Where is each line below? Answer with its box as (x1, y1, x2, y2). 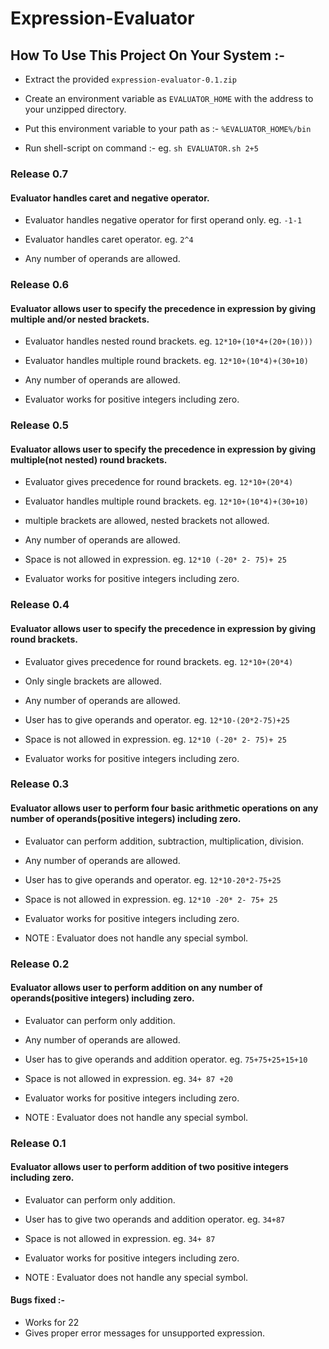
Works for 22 (24, 1317, 80, 1329)
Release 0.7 (10, 167, 69, 181)
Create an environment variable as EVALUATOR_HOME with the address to (24, 93, 314, 104)
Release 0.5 (10, 418, 69, 432)
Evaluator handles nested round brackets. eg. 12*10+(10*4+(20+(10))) (24, 335, 313, 347)
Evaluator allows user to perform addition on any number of (10, 982, 263, 994)
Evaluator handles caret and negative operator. (10, 192, 210, 204)
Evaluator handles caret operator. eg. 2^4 (24, 233, 194, 246)
